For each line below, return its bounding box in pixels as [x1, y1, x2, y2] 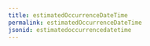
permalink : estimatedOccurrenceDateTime [8, 19, 143, 27]
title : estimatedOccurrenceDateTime [8, 11, 128, 19]
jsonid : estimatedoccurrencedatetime [8, 26, 132, 34]
